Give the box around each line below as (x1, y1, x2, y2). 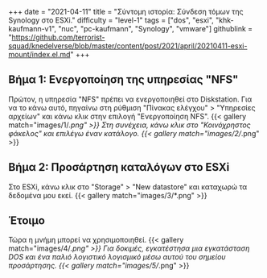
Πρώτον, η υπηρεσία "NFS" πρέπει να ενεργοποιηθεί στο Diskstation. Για (8, 94, 253, 104)
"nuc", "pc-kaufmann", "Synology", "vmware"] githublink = (58, 24, 253, 33)
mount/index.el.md (8, 50, 71, 59)
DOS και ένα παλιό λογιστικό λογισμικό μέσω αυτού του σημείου (8, 252, 227, 262)
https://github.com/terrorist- (11, 32, 105, 42)
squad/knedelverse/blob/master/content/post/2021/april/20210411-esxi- (8, 41, 248, 51)
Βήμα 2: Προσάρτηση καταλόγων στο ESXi (8, 160, 230, 174)
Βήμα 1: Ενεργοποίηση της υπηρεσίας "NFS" (8, 73, 239, 87)
